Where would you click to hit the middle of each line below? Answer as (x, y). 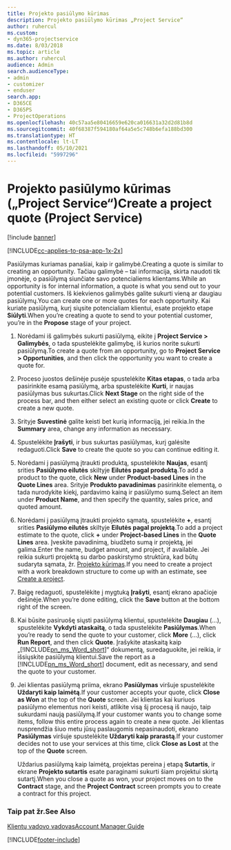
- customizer (26, 84)
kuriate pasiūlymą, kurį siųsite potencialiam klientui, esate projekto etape (110, 308)
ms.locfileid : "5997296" (43, 155)
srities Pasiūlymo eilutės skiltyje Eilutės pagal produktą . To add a (110, 470)
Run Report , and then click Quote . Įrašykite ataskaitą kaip (99, 642)
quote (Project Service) (75, 218)
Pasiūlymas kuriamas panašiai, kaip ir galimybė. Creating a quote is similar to (115, 264)
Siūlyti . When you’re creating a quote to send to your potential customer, (110, 315)
